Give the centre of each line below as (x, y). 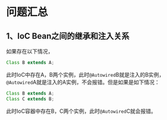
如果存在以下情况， (30, 51)
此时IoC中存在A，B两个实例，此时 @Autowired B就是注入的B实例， (85, 74)
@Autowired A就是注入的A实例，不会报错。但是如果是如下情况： (83, 82)
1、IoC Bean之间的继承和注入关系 (68, 36)
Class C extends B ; (30, 99)
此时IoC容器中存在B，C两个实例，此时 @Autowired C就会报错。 (81, 111)
